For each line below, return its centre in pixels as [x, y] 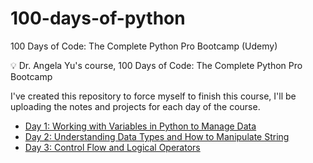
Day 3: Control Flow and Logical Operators [112, 147]
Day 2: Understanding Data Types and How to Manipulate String [157, 136]
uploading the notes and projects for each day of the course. [135, 106]
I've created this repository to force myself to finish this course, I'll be [153, 96]
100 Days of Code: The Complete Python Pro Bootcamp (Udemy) [144, 46]
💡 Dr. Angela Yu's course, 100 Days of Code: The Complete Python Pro [156, 65]
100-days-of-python [98, 18]
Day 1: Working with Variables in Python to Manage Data [140, 126]
